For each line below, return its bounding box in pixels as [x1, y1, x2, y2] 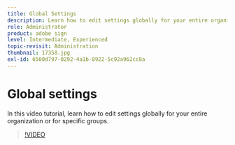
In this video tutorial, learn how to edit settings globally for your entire [7, 109, 208, 118]
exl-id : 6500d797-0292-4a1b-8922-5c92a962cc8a [7, 56, 145, 63]
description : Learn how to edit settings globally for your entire [7, 17, 208, 24]
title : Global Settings [7, 10, 77, 18]
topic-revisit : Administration [7, 43, 99, 50]
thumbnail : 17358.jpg [7, 50, 71, 57]
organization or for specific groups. [7, 116, 109, 125]
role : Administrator [7, 23, 68, 30]
